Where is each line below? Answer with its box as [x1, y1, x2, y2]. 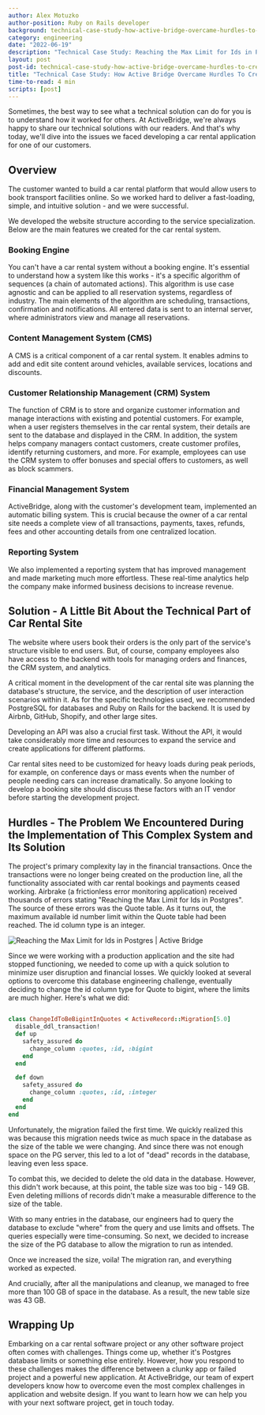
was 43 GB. [8, 1295, 46, 1305]
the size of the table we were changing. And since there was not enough [8, 1141, 244, 1151]
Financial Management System [8, 484, 130, 494]
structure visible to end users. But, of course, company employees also [8, 646, 240, 656]
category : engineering [8, 33, 83, 42]
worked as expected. [8, 1263, 77, 1273]
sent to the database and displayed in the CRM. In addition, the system [8, 430, 238, 440]
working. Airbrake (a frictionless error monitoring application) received [8, 887, 238, 896]
